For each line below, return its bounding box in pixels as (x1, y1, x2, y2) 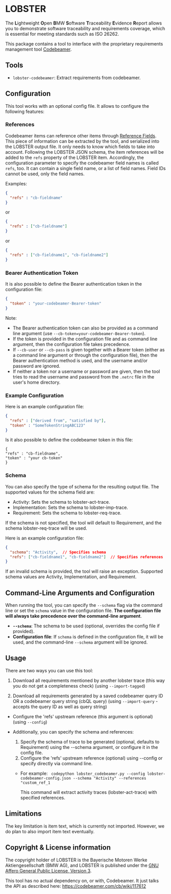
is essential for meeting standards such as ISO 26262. (5, 31, 119, 37)
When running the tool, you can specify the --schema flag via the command (5, 602, 162, 608)
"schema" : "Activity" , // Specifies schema (10, 550, 106, 555)
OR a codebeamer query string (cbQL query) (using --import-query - (12, 698, 158, 704)
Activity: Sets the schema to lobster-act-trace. (12, 499, 110, 505)
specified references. (20, 794, 65, 801)
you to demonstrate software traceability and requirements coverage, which (5, 25, 165, 31)
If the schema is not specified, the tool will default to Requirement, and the (5, 520, 162, 526)
